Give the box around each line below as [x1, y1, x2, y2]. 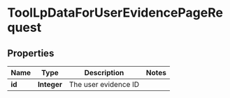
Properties [7, 47, 55, 59]
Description [84, 68, 124, 77]
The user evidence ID [69, 80, 140, 89]
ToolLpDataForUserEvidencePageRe [7, 5, 224, 21]
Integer [37, 80, 63, 89]
